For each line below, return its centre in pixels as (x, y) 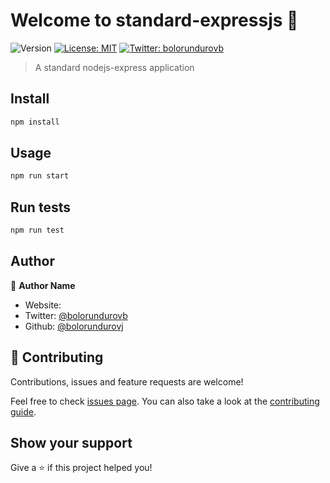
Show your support (71, 443)
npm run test (37, 230)
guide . (23, 411)
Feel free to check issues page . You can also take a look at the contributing (165, 401)
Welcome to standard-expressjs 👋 (154, 20)
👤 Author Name (43, 285)
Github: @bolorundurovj (74, 326)
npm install (35, 122)
